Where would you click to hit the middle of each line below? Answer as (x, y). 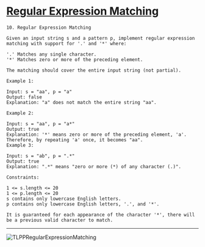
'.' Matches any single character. (52, 54)
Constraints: (23, 177)
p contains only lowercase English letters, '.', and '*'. (83, 204)
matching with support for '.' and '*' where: (67, 43)
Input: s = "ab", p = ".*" (41, 156)
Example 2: (20, 113)
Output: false (24, 97)
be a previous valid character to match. (60, 220)
